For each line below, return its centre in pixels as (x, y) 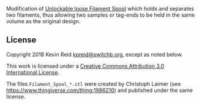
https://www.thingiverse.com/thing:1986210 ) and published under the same (100, 90)
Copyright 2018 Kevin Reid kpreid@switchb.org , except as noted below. (94, 54)
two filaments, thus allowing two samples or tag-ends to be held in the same (100, 15)
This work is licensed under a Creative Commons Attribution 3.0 (85, 66)
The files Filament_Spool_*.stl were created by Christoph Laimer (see (94, 84)
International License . (33, 72)
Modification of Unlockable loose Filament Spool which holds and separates (100, 9)
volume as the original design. (43, 21)
